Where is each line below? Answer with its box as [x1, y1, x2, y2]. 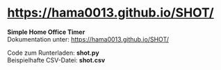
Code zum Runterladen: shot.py [7, 49, 99, 57]
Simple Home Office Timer [7, 28, 85, 36]
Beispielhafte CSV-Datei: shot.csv [7, 55, 106, 64]
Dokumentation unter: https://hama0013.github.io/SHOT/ [7, 35, 169, 43]
